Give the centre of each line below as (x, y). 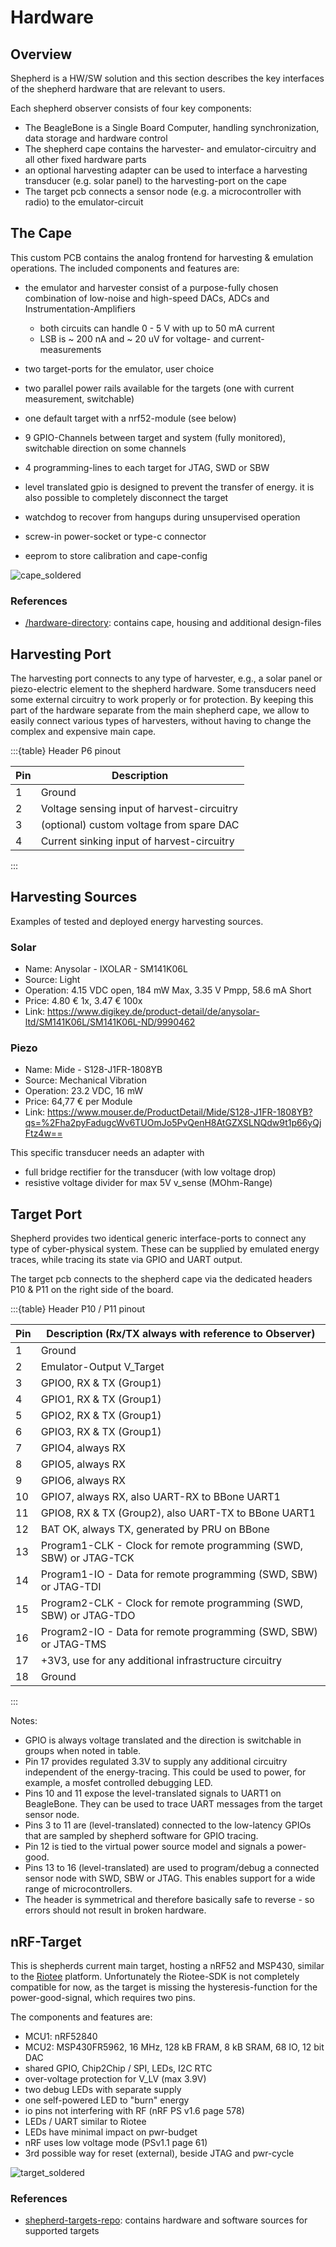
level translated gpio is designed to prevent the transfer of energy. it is (169, 487)
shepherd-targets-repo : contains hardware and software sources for (166, 2220)
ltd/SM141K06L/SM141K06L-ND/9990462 (110, 1022)
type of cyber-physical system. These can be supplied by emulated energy (165, 1249)
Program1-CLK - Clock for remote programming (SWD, (171, 1546)
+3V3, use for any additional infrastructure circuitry (161, 1661)
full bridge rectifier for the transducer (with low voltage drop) (150, 1172)
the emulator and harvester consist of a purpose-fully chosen (151, 287)
